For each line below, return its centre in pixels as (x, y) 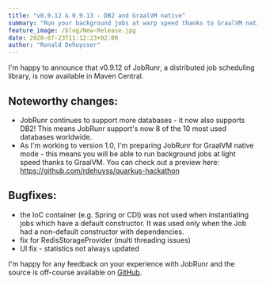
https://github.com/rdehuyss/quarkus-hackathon (99, 171)
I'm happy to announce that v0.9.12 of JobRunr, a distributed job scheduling (131, 67)
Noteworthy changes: (63, 101)
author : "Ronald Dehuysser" (55, 45)
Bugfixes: (32, 196)
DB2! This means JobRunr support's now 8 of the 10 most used (123, 129)
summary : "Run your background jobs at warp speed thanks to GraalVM (125, 23)
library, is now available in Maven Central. (76, 76)
